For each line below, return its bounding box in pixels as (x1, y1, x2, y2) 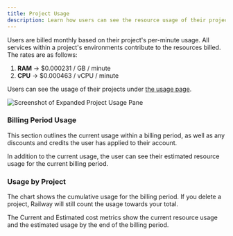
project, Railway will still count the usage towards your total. (7, 200, 178, 208)
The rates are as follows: (7, 50, 78, 59)
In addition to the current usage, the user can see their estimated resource (7, 152, 220, 160)
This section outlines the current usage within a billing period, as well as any (7, 131, 225, 140)
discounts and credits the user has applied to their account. (7, 138, 178, 146)
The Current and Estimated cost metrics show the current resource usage (7, 213, 218, 222)
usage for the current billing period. (7, 159, 109, 167)
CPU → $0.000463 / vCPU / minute (17, 71, 119, 80)
